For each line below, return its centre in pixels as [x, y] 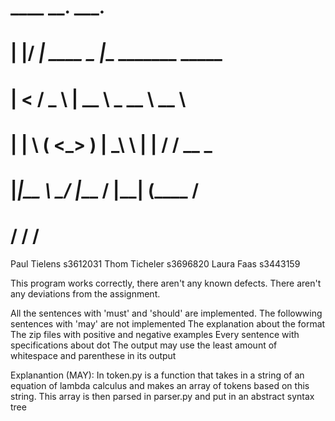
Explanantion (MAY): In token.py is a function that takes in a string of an [157, 375]
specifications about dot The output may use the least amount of [144, 345]
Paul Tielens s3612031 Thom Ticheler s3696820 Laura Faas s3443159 [155, 263]
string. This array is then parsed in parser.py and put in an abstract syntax [162, 396]
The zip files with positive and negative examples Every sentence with [155, 334]
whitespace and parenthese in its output [93, 355]
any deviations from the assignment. [85, 293]
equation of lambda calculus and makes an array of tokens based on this [160, 385]
